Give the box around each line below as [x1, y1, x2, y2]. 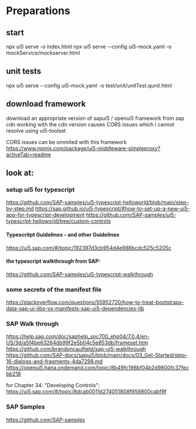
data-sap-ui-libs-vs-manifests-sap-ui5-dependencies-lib [6, 305, 145, 312]
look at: [6, 168, 34, 178]
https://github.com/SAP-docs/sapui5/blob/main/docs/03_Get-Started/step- [6, 351, 188, 359]
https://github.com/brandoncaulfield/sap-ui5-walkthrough [6, 346, 146, 353]
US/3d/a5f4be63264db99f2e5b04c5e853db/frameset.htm [6, 339, 148, 346]
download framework [6, 99, 86, 109]
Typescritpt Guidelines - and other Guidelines [6, 231, 120, 238]
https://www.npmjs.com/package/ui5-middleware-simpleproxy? [6, 145, 161, 152]
